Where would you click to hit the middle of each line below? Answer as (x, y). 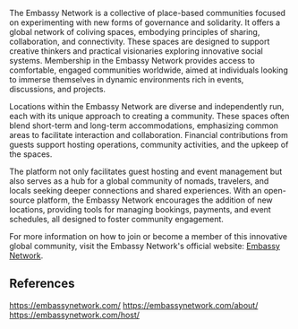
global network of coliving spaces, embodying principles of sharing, (135, 32)
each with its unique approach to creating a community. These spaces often (149, 116)
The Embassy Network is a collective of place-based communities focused (148, 13)
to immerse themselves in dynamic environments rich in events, (127, 79)
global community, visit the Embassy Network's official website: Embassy (145, 246)
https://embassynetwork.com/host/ (75, 315)
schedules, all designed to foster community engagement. (116, 219)
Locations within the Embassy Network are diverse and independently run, (147, 106)
